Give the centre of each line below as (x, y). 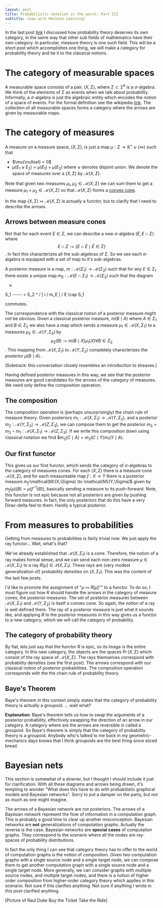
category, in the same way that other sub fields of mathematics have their (79, 37)
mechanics (16, 741)
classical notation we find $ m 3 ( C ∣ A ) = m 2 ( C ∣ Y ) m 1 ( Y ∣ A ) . (64, 438)
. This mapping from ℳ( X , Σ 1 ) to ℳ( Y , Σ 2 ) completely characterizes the (76, 350)
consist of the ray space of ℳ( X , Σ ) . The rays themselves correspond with (80, 657)
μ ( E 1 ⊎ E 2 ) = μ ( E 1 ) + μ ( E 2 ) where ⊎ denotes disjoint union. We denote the (85, 167)
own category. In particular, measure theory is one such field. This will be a (80, 43)
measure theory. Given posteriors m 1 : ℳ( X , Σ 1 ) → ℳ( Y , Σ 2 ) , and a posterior (81, 418)
